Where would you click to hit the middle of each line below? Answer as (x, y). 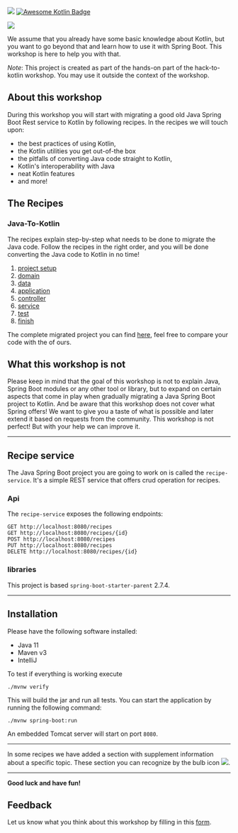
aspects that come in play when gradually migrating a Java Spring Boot (111, 397)
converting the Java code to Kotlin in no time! (73, 254)
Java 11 (28, 645)
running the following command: (55, 707)
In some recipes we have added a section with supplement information (110, 754)
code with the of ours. (40, 342)
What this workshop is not (67, 364)
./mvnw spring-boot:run (42, 720)
